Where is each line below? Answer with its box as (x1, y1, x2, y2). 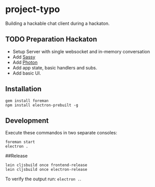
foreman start (5, 139, 36, 145)
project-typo (5, 4, 60, 15)
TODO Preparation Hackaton (5, 35, 98, 44)
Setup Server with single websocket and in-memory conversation (12, 48, 150, 54)
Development (5, 116, 49, 125)
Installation (5, 85, 42, 93)
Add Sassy (12, 54, 36, 60)
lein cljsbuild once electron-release (5, 167, 87, 172)
